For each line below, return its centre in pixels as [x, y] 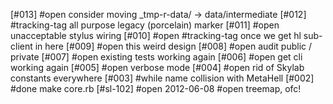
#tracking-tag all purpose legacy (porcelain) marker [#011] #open [145, 25]
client [21, 46]
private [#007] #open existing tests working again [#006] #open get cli [156, 57]
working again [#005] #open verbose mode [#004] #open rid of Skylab [157, 67]
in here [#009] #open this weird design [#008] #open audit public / [173, 46]
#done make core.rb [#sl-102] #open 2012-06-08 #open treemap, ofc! [156, 88]
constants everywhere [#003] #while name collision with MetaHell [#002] [162, 78]
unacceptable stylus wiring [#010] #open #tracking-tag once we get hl [156, 35]
